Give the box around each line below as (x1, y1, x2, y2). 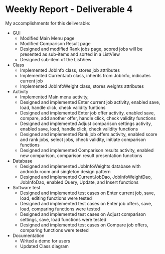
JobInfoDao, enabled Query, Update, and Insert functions (20, 179, 139, 185)
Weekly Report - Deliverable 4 (5, 4, 133, 15)
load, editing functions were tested (20, 195, 92, 201)
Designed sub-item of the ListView (20, 56, 92, 62)
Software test (12, 184, 41, 190)
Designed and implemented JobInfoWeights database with (20, 163, 141, 169)
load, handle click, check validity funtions (20, 104, 106, 110)
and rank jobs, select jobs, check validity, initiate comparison (20, 137, 146, 143)
